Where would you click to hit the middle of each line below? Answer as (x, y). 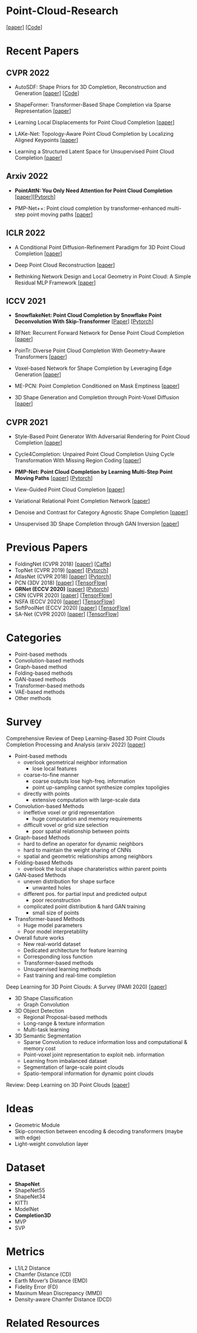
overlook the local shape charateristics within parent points (95, 869)
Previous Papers (47, 548)
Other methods (33, 698)
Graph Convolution (46, 1004)
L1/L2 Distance (33, 1268)
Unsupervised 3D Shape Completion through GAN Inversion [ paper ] (97, 524)
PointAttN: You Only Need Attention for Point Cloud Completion (94, 191)
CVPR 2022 (28, 73)
